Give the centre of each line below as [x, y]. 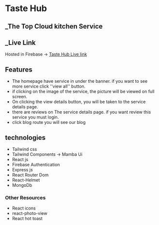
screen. [20, 97]
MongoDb [22, 185]
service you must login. [35, 117]
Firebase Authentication [36, 165]
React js [20, 160]
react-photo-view [30, 213]
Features [19, 69]
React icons [24, 208]
